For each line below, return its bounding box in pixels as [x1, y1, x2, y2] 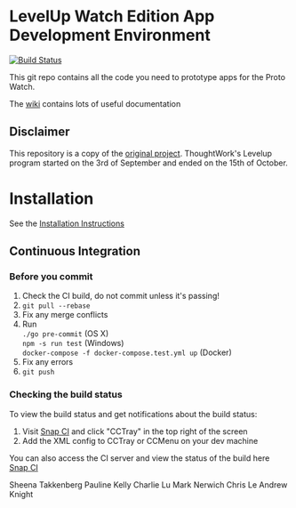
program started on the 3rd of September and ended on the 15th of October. [9, 157, 289, 168]
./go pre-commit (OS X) [21, 328, 109, 339]
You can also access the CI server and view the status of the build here [9, 452, 270, 464]
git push [21, 367, 55, 377]
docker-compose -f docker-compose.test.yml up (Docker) [21, 347, 233, 358]
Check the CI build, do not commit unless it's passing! [21, 291, 220, 302]
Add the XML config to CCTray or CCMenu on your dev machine [21, 435, 259, 446]
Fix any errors [21, 357, 74, 367]
